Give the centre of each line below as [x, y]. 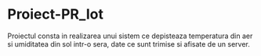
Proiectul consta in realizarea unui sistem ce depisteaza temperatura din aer [130, 36]
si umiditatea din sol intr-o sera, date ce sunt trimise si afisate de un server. [129, 44]
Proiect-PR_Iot [55, 14]
